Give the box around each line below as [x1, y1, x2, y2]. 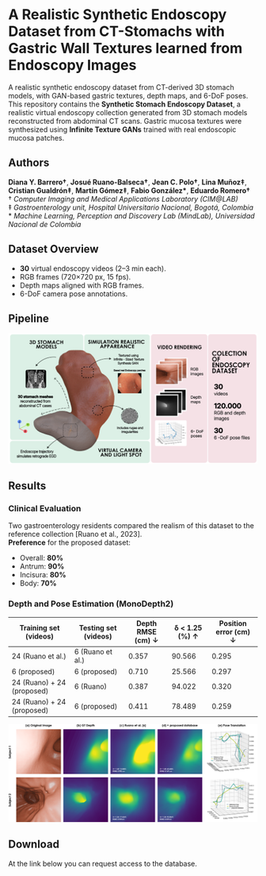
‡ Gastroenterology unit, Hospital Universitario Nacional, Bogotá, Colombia [8, 203, 254, 212]
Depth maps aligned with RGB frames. [19, 280, 144, 290]
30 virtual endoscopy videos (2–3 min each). [19, 264, 166, 273]
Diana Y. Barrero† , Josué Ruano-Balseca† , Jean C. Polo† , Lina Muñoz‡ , [8, 177, 247, 187]
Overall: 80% [19, 554, 63, 563]
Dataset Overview [8, 242, 99, 256]
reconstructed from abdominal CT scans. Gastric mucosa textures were [8, 116, 242, 125]
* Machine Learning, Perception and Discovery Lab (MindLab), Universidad [8, 210, 255, 220]
